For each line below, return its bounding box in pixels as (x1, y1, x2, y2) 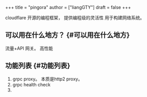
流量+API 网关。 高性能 (5, 45, 53, 51)
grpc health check (12, 81, 51, 87)
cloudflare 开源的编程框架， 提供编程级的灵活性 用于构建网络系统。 (5, 15, 145, 21)
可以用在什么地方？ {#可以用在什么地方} (5, 31, 130, 39)
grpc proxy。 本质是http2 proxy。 (12, 76, 83, 82)
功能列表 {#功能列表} (5, 62, 70, 70)
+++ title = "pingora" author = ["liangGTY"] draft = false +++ (5, 5, 131, 10)
